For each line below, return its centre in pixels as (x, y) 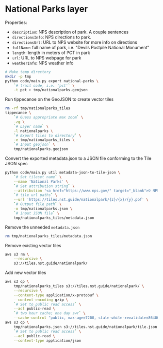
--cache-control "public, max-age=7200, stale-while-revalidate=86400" (88, 318)
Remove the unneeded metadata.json (42, 227)
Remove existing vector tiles (33, 245)
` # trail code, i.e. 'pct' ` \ (44, 86)
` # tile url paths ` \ (35, 195)
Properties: (16, 22)
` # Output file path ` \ (38, 204)
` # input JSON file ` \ (37, 213)
